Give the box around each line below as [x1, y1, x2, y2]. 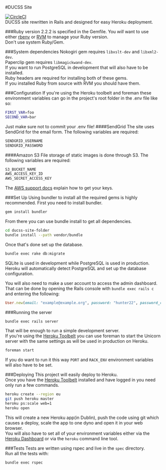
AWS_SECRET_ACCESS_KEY [5, 176, 52, 181]
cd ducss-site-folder [5, 228, 50, 233]
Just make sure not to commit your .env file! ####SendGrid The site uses [5, 123, 155, 129]
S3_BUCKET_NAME [5, 167, 37, 172]
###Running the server [5, 309, 52, 315]
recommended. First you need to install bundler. [5, 200, 103, 206]
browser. [5, 425, 23, 431]
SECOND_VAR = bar [5, 114, 37, 119]
